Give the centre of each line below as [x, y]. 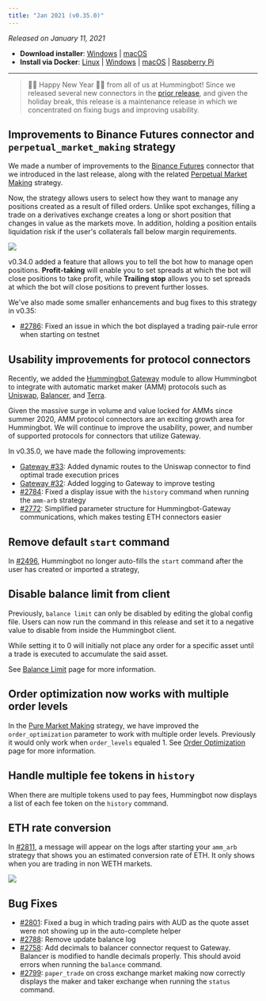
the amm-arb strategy [53, 500]
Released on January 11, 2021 [57, 38]
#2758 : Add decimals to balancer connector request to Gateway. [125, 948]
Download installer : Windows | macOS [84, 53]
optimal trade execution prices [69, 475]
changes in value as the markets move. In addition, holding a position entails [133, 223]
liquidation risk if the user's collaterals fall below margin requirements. [123, 232]
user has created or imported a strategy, [74, 570]
